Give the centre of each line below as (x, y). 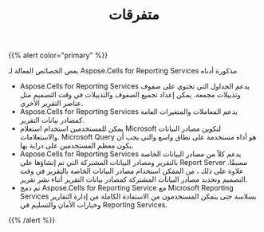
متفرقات (134, 15)
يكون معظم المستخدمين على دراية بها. (77, 146)
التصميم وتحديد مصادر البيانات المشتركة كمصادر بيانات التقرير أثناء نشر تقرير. (134, 179)
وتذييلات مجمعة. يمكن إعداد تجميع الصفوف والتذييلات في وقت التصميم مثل (130, 95)
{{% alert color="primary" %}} (58, 55)
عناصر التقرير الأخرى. (51, 103)
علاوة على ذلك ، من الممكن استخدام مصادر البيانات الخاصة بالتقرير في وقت (132, 171)
